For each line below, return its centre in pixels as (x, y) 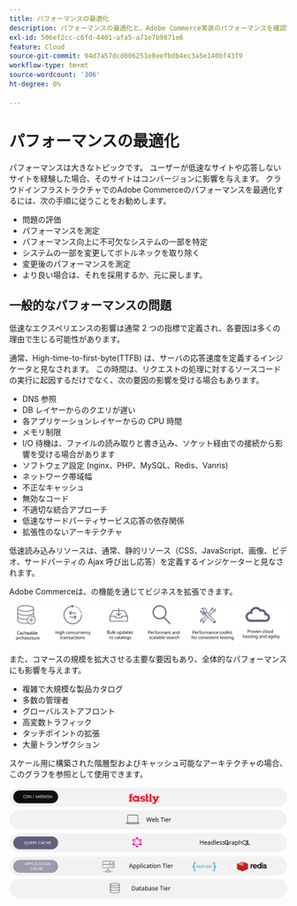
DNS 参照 (39, 399)
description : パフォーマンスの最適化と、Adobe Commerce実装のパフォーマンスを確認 (148, 28)
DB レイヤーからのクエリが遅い (79, 410)
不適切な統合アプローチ (65, 510)
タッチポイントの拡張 (61, 733)
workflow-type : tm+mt (49, 66)
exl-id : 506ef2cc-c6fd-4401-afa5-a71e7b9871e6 (96, 37)
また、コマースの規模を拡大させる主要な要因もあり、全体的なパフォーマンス (148, 659)
